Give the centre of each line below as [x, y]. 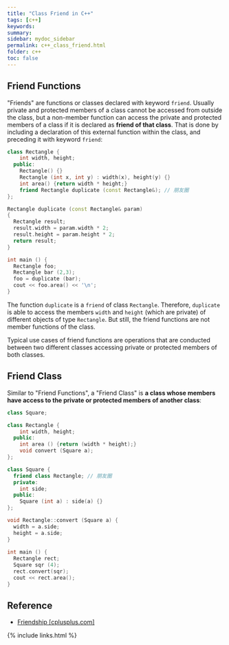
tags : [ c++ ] [24, 20]
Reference [30, 606]
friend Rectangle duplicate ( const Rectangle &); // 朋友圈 [104, 190]
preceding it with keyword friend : [55, 139]
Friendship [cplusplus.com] [56, 622]
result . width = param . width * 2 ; [61, 228]
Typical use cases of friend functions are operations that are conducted [109, 340]
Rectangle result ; [40, 222]
